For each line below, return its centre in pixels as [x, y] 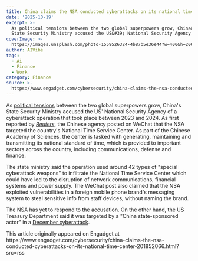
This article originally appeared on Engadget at [63, 233]
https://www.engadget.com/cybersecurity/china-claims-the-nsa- [85, 240]
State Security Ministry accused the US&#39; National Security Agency [101, 34]
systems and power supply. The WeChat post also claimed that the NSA [93, 185]
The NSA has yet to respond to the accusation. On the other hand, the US [95, 210]
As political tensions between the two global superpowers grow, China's [94, 105]
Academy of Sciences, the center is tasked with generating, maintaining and [99, 136]
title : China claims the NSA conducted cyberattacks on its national [93, 12]
